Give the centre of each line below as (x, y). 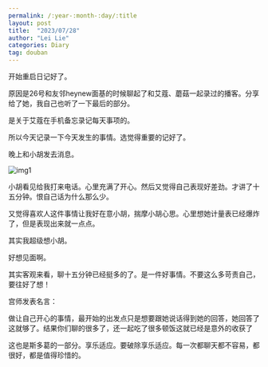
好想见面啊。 (29, 257)
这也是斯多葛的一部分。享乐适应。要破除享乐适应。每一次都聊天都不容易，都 (134, 345)
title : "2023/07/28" (44, 30)
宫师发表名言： (33, 301)
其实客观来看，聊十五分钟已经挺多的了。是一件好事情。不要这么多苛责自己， (134, 274)
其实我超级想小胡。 (40, 241)
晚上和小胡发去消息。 (43, 154)
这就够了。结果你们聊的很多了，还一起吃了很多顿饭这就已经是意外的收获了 (130, 328)
